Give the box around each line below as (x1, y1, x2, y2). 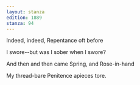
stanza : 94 (6, 20, 34, 26)
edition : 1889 (6, 15, 43, 21)
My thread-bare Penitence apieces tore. (6, 72, 107, 80)
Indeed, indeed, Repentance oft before (6, 37, 103, 44)
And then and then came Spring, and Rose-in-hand (6, 60, 135, 67)
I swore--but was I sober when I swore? (6, 49, 107, 56)
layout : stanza (6, 8, 45, 15)
